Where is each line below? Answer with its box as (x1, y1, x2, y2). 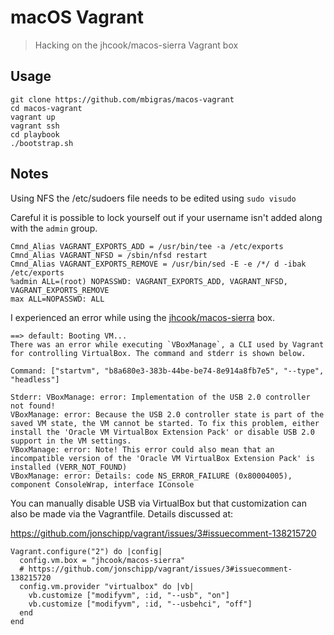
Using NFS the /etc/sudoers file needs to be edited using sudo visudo (10, 192, 297, 204)
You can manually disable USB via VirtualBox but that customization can (10, 497, 307, 509)
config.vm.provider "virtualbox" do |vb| (19, 581, 195, 591)
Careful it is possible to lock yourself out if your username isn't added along (10, 211, 323, 223)
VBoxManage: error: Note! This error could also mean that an (10, 444, 275, 455)
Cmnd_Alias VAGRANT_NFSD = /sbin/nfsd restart (10, 250, 208, 260)
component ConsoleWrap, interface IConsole (10, 479, 195, 490)
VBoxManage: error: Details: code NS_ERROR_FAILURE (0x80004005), (10, 471, 293, 481)
